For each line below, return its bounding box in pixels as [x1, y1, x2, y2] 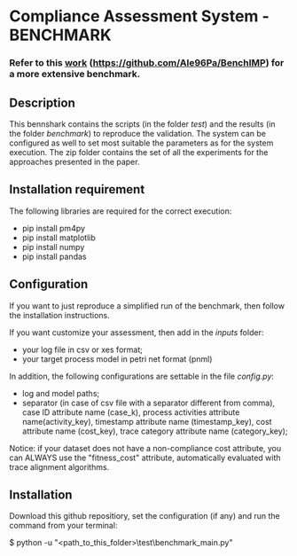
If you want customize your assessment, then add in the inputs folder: [9, 326, 264, 338]
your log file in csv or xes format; [21, 344, 144, 355]
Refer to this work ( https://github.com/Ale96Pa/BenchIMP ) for [9, 57, 285, 69]
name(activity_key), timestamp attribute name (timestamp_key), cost [21, 416, 272, 427]
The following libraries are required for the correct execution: [9, 206, 232, 216]
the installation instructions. [9, 309, 110, 320]
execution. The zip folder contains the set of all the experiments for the [9, 146, 269, 157]
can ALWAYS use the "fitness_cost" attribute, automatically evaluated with [9, 452, 281, 463]
